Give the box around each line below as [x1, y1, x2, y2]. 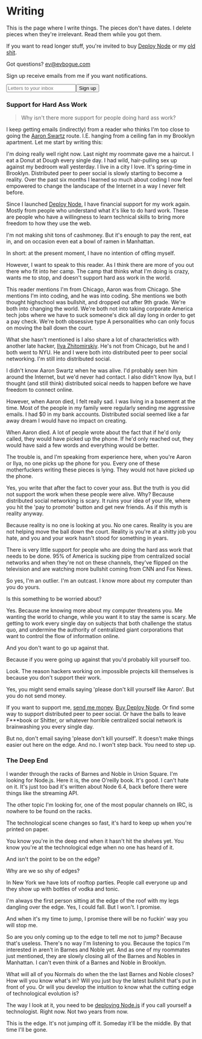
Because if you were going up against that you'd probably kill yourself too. [6, 656, 191, 663]
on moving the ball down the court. [6, 324, 93, 331]
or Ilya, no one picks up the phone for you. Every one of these [6, 460, 160, 467]
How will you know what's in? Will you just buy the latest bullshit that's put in [6, 977, 197, 984]
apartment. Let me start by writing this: [6, 139, 103, 146]
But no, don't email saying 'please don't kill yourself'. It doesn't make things [6, 735, 194, 742]
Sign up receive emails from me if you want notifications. [6, 72, 148, 79]
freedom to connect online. [6, 386, 74, 394]
